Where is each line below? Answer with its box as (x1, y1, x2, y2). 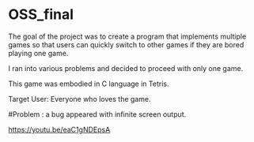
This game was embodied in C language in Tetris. (8, 79, 169, 88)
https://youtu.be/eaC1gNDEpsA (8, 125, 111, 134)
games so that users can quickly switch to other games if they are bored (8, 39, 245, 49)
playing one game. (8, 48, 69, 58)
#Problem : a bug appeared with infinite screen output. (8, 109, 187, 119)
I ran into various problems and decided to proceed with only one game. (8, 63, 244, 73)
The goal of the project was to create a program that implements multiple (8, 32, 247, 41)
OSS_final (8, 6, 74, 24)
